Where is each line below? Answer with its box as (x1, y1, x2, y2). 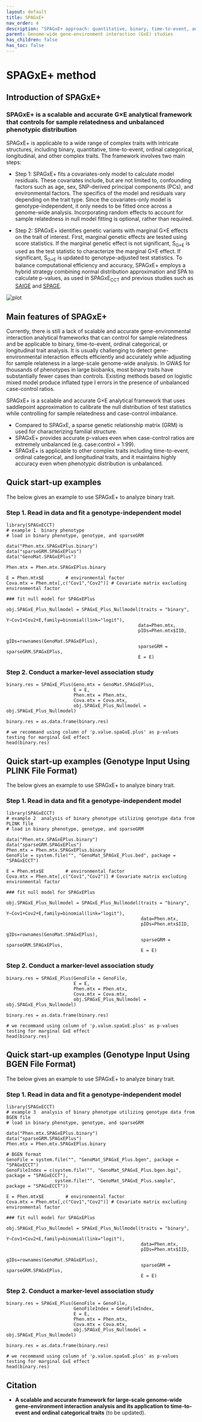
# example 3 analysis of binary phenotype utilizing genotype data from (6, 1109, 195, 1115)
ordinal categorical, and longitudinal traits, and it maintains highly (14, 453, 176, 460)
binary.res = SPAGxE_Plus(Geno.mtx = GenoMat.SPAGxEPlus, (6, 682, 155, 688)
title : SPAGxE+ (6, 14, 44, 21)
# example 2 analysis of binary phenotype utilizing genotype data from (6, 816, 195, 822)
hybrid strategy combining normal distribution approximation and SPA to (14, 268, 194, 275)
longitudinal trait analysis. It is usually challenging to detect (6, 346, 152, 354)
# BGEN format (6, 1151, 42, 1157)
